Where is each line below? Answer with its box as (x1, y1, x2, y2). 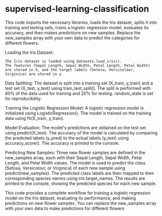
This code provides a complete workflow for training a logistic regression (5, 190, 151, 196)
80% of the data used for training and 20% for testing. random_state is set (5, 90, 153, 96)
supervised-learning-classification (5, 3, 149, 15)
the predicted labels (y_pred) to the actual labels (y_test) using (5, 135, 129, 141)
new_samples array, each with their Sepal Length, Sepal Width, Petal (5, 154, 142, 161)
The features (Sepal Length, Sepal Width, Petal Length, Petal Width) (5, 63, 150, 68)
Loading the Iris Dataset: (5, 50, 54, 55)
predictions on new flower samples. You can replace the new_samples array (5, 200, 157, 206)
